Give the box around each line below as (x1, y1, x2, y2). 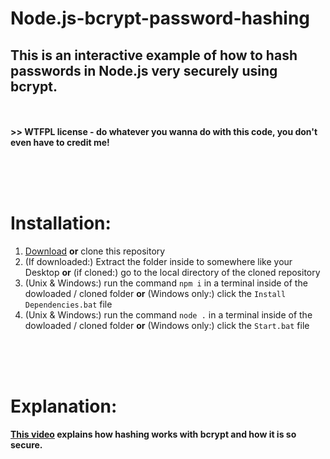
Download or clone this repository (24, 245, 166, 257)
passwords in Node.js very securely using (10, 62, 278, 79)
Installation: (10, 212, 112, 235)
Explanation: (10, 395, 118, 418)
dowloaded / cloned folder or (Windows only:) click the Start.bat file (24, 319, 310, 331)
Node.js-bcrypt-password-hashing (10, 7, 311, 30)
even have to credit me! (10, 137, 110, 148)
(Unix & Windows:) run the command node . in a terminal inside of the (24, 308, 313, 321)
